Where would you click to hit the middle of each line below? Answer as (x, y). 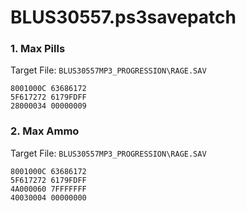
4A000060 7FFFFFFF (48, 189)
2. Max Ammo (45, 131)
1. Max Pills (38, 49)
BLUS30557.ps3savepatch (123, 17)
